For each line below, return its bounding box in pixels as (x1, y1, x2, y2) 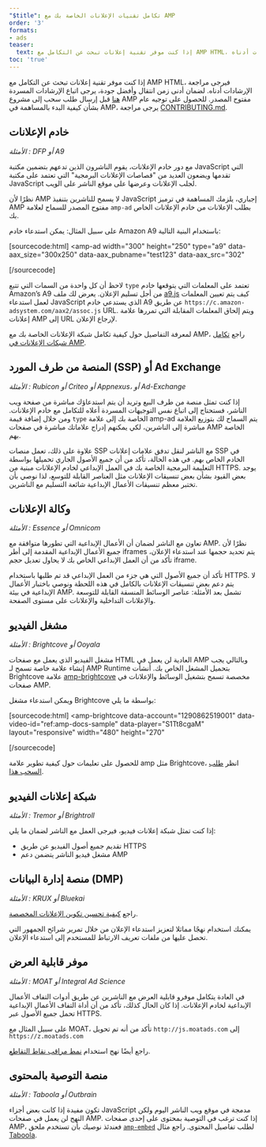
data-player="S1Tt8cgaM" (119, 719, 204, 729)
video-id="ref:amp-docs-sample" (9, 719, 118, 729)
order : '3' (9, 19, 45, 27)
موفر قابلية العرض (9, 956, 88, 969)
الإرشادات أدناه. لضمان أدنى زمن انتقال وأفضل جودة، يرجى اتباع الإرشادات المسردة (9, 85, 253, 95)
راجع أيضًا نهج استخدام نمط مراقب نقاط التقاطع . (9, 1046, 151, 1055)
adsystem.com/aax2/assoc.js (9, 307, 102, 315)
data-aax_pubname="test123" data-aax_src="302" (79, 250, 245, 259)
